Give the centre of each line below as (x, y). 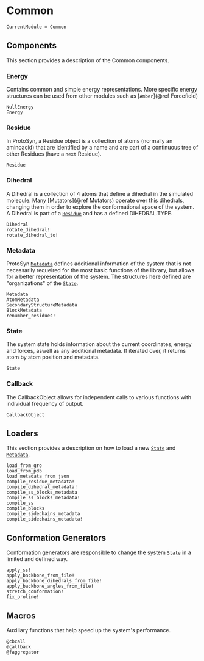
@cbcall (16, 641)
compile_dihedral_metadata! (42, 487)
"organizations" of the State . (42, 283)
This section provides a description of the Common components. (88, 60)
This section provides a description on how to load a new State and (91, 448)
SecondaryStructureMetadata (42, 305)
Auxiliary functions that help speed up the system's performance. (89, 630)
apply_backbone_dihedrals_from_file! (54, 581)
